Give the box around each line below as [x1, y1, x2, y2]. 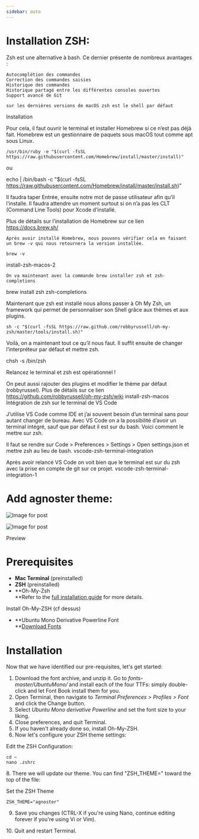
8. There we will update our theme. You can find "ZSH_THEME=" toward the [6, 770, 191, 777]
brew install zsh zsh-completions [6, 288, 87, 295]
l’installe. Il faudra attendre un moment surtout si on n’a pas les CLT [6, 200, 171, 207]
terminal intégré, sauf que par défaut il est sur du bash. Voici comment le [6, 423, 184, 430]
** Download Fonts [14, 623, 62, 630]
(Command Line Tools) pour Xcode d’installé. [6, 206, 117, 213]
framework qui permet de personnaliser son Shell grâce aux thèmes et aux [6, 306, 188, 313]
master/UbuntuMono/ [14, 681, 68, 688]
